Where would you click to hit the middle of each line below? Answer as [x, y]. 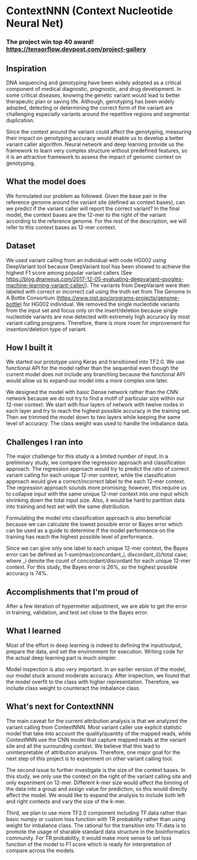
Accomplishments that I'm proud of [72, 592]
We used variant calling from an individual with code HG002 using [86, 260]
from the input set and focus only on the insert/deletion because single [92, 310]
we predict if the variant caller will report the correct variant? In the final [93, 209]
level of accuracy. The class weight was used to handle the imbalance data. [98, 424]
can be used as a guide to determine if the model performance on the [90, 530]
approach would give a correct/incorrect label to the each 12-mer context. [96, 481]
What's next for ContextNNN [60, 707]
